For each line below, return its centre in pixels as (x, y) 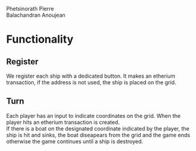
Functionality (40, 39)
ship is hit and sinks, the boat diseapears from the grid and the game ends (98, 135)
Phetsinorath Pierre (30, 9)
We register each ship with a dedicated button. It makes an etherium (91, 76)
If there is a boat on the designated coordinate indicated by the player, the (98, 128)
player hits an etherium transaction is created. (63, 122)
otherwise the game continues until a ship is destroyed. (75, 141)
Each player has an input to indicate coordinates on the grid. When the (93, 116)
